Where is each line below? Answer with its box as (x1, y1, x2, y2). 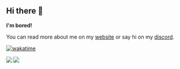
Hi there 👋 (6, 6, 43, 16)
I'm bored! (6, 21, 33, 29)
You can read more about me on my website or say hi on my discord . (6, 33, 175, 40)
